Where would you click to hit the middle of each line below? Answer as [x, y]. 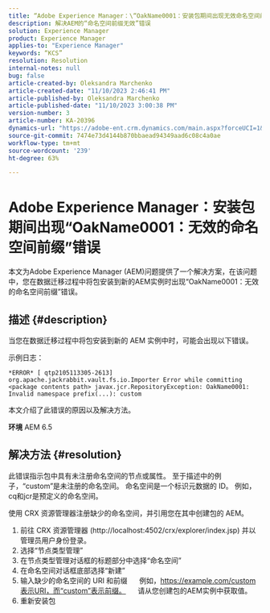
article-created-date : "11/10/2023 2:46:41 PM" [90, 91]
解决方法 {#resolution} [65, 455]
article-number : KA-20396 [51, 121]
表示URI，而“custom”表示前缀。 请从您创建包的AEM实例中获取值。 [136, 590]
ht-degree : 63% [34, 158]
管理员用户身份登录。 [55, 540]
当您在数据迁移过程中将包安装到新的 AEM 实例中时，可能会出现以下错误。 [131, 340]
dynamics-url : [32, 128]
